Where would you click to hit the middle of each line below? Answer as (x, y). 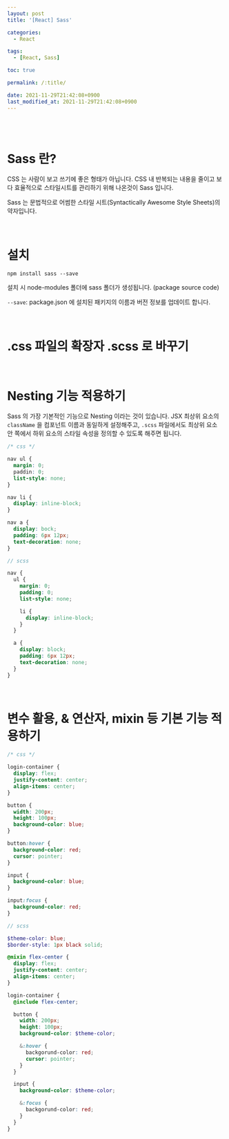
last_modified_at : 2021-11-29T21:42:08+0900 (72, 102)
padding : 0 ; (37, 592)
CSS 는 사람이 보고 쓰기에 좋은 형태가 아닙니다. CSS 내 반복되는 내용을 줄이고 (111, 179)
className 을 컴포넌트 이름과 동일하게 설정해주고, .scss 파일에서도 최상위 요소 (112, 425)
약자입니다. (22, 211)
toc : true (21, 70)
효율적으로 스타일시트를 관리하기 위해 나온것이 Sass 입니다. (94, 188)
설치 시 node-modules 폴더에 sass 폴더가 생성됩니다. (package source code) (113, 288)
